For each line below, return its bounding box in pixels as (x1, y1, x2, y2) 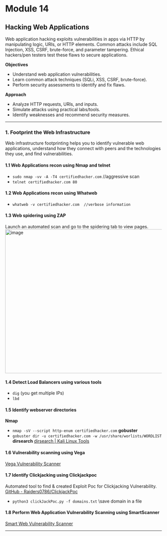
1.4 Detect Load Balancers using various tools (5, 379, 102, 385)
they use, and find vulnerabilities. (5, 151, 73, 157)
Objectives (5, 62, 28, 67)
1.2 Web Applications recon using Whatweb (5, 190, 98, 196)
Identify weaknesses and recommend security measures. (12, 112, 130, 118)
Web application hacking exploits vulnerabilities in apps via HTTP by (5, 36, 145, 42)
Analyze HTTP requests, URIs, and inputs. (12, 101, 98, 107)
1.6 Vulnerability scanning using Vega (5, 449, 85, 455)
